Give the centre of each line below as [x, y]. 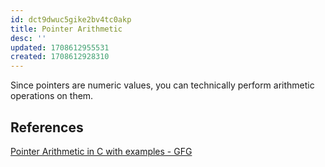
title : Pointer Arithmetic [66, 29]
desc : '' [28, 38]
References [47, 127]
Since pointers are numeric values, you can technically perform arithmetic [162, 85]
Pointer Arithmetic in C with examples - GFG [101, 151]
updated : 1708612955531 [60, 47]
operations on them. [52, 96]
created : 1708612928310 [60, 57]
